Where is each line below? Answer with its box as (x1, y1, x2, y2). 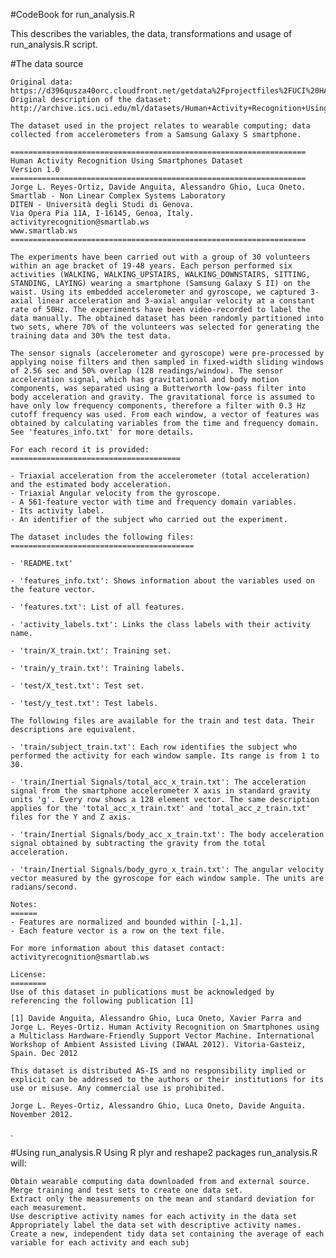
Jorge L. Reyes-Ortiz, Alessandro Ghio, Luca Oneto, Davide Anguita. (10, 1101, 307, 1111)
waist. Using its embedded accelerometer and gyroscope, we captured (10, 287, 307, 297)
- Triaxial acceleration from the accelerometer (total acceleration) (10, 471, 311, 481)
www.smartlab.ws (10, 226, 78, 236)
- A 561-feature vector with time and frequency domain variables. (10, 497, 298, 507)
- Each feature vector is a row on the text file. (10, 926, 226, 936)
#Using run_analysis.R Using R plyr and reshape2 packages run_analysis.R (10, 1147, 318, 1158)
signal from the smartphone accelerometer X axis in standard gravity (10, 786, 311, 796)
